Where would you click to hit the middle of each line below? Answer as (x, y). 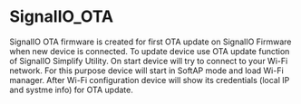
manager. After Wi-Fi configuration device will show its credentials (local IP (150, 80)
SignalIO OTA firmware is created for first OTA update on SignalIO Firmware (150, 42)
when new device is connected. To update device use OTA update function (150, 51)
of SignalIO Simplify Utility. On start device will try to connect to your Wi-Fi (149, 61)
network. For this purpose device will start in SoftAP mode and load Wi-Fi (146, 71)
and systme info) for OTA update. (71, 90)
